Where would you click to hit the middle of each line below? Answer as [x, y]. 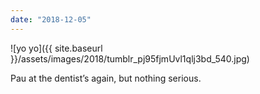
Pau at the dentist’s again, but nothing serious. [106, 78]
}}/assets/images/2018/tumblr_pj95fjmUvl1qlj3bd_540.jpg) [130, 58]
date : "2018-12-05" [51, 19]
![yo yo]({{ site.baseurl [56, 48]
